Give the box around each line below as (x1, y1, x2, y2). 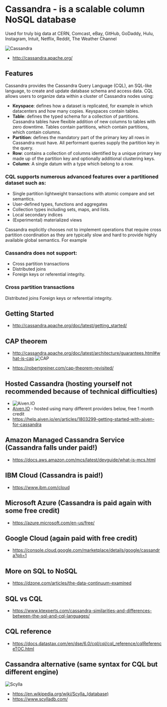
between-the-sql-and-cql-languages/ (12, 613, 90, 619)
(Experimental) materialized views (12, 217, 82, 223)
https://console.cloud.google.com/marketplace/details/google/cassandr (12, 547, 160, 553)
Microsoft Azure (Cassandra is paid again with (5, 499, 152, 507)
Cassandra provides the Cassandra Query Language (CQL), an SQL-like (5, 82, 152, 88)
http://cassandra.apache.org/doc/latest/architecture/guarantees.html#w (12, 350, 161, 356)
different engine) (5, 668, 59, 676)
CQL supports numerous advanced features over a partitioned (5, 173, 159, 180)
